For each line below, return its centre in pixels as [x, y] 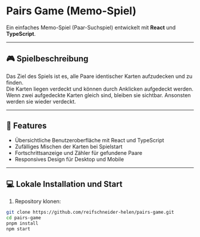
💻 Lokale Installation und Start [65, 184]
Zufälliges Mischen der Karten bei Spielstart [69, 146]
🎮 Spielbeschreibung [47, 59]
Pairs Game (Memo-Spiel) [71, 11]
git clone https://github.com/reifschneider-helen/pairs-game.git [90, 213]
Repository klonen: [38, 201]
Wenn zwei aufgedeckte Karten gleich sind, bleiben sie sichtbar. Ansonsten [99, 95]
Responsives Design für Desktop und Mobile [69, 159]
